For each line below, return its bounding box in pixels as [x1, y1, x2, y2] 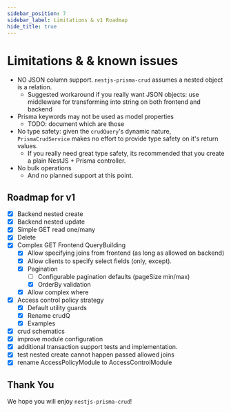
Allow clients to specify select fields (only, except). [27, 257, 172, 265]
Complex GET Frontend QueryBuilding [17, 241, 126, 249]
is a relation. [17, 83, 52, 91]
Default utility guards [27, 303, 88, 312]
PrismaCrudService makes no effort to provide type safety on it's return [17, 134, 219, 143]
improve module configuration [17, 335, 103, 343]
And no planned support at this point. [27, 171, 134, 180]
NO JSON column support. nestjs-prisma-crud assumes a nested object [17, 75, 223, 84]
